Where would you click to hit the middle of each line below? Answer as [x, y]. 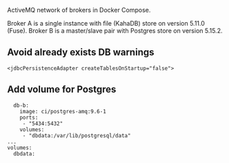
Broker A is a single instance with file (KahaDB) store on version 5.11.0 [106, 23]
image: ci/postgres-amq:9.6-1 [63, 111]
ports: [29, 117]
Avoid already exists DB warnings [81, 52]
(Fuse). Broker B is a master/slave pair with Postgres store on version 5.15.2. [115, 31]
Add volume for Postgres [62, 89]
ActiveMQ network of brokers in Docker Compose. [79, 10]
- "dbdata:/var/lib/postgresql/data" [77, 135]
